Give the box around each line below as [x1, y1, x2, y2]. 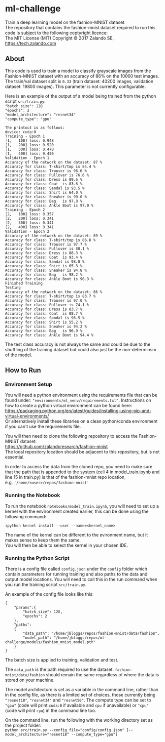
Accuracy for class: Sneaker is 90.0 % [5, 194, 87, 199]
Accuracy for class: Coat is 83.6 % [5, 181, 83, 186]
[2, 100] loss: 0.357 [5, 211, 54, 216]
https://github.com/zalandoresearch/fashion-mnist [5, 444, 108, 450]
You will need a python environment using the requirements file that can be [5, 392, 158, 398]
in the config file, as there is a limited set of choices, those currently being [5, 692, 156, 698]
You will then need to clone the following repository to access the [5, 433, 138, 439]
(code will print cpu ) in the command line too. [5, 707, 96, 714]
